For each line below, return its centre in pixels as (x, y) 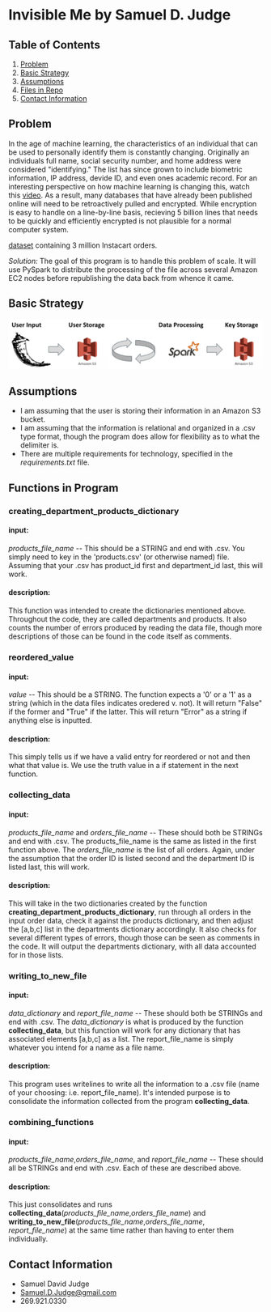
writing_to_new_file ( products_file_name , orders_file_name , (107, 1222)
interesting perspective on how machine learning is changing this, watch (129, 186)
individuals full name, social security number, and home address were (125, 160)
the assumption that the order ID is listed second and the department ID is (131, 858)
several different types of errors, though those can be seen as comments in (134, 937)
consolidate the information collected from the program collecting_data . (129, 1102)
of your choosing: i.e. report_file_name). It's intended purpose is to (119, 1093)
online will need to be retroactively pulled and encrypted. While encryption (133, 203)
